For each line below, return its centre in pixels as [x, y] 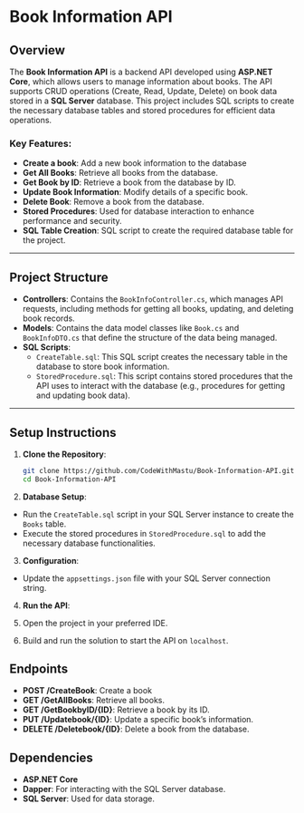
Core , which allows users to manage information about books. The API [141, 82]
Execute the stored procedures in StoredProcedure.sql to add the [144, 533]
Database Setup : [55, 497]
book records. [48, 318]
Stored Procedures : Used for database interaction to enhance [138, 211]
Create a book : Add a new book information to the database [134, 163]
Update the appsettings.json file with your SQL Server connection [147, 578]
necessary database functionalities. [89, 543]
